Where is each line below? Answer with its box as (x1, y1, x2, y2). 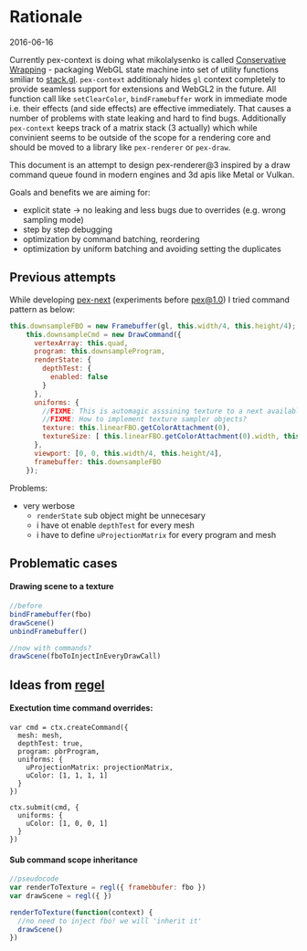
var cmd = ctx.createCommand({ (9, 723, 129, 732)
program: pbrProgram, (17, 746, 101, 756)
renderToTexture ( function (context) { (9, 907, 153, 917)
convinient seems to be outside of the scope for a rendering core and (9, 132, 271, 143)
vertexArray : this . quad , (33, 338, 129, 348)
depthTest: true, (17, 738, 84, 748)
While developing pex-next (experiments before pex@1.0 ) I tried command (9, 294, 291, 305)
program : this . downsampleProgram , (33, 347, 166, 356)
